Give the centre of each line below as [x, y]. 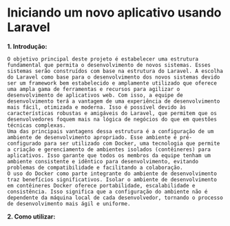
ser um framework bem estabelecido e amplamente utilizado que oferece [112, 83]
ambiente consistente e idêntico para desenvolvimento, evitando [103, 161]
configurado [24, 143]
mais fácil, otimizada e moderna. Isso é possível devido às [97, 107]
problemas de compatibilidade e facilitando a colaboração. [95, 167]
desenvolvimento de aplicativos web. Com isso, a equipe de [95, 95]
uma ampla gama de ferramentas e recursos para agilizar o [94, 89]
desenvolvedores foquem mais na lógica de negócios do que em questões [112, 119]
